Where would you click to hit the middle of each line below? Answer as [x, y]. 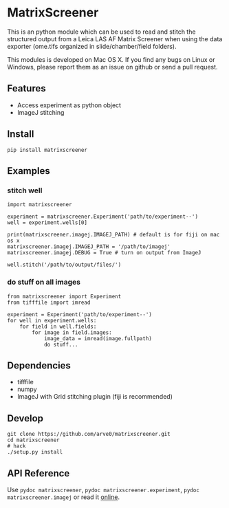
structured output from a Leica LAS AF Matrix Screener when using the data [115, 38]
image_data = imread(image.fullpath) [98, 338]
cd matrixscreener [33, 440]
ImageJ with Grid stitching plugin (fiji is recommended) [95, 397]
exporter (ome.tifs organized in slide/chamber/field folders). [92, 46]
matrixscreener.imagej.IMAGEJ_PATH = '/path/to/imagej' [89, 247]
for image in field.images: [72, 332]
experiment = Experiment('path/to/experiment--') [80, 314]
